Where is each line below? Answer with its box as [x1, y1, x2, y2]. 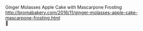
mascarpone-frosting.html [5, 15, 61, 20]
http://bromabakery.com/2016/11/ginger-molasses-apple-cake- [5, 9, 138, 15]
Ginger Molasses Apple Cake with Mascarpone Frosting [5, 4, 122, 10]
